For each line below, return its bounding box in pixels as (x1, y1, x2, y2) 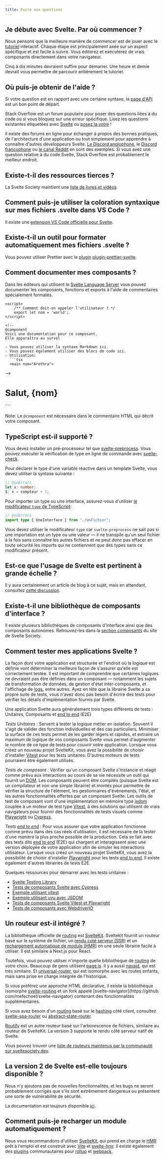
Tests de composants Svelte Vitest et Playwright (12, 900, 110, 906)
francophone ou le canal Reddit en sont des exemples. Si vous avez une (5, 146, 151, 152)
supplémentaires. (5, 998, 40, 1004)
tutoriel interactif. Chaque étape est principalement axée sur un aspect (5, 44, 148, 50)
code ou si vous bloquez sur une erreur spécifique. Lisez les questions (5, 116, 148, 122)
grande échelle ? (5, 569, 57, 578)
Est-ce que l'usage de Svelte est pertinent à (5, 562, 142, 570)
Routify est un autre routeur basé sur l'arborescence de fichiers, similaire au (5, 1022, 159, 1028)
